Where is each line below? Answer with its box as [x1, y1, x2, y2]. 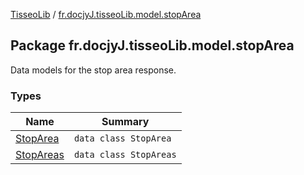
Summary [101, 115, 150, 129]
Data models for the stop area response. [10, 64, 177, 76]
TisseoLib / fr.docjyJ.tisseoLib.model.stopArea [10, 9, 202, 20]
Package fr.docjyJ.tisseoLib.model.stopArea [10, 37, 295, 54]
